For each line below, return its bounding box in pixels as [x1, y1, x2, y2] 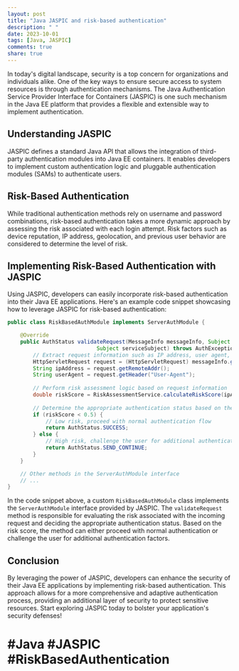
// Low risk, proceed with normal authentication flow [45, 418, 212, 425]
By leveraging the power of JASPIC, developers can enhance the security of [7, 574, 231, 582]
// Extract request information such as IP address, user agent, [33, 352, 231, 359]
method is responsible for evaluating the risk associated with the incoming [7, 512, 225, 520]
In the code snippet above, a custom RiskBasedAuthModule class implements [7, 496, 229, 505]
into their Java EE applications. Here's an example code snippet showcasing [7, 297, 231, 306]
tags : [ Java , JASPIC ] [7, 37, 72, 44]
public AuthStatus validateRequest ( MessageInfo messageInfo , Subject [20, 339, 231, 346]
